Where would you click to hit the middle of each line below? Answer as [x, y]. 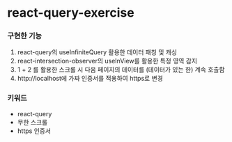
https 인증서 [34, 131]
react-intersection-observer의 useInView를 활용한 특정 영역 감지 [107, 61]
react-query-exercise [71, 13]
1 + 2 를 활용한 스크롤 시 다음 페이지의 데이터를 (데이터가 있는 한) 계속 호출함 [121, 70]
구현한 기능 [25, 36]
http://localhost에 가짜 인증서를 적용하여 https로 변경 [90, 79]
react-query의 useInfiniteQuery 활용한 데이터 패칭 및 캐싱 [97, 52]
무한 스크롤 [32, 122]
